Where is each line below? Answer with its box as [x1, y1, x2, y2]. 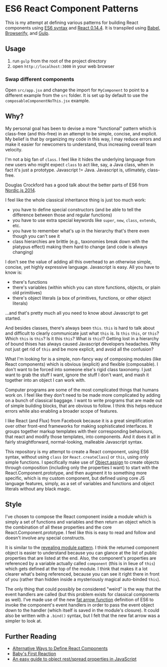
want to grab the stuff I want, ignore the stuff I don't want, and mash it [5, 372, 149, 378]
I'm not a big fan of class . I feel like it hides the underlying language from [5, 156, 156, 162]
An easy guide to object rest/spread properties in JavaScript [12, 656, 137, 662]
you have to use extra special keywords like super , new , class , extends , [12, 217, 157, 223]
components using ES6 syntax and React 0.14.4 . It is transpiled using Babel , [5, 24, 161, 30]
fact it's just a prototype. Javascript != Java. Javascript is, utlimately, [5, 167, 147, 173]
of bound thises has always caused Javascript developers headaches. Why [5, 341, 161, 347]
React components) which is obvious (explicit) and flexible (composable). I [5, 361, 159, 367]
